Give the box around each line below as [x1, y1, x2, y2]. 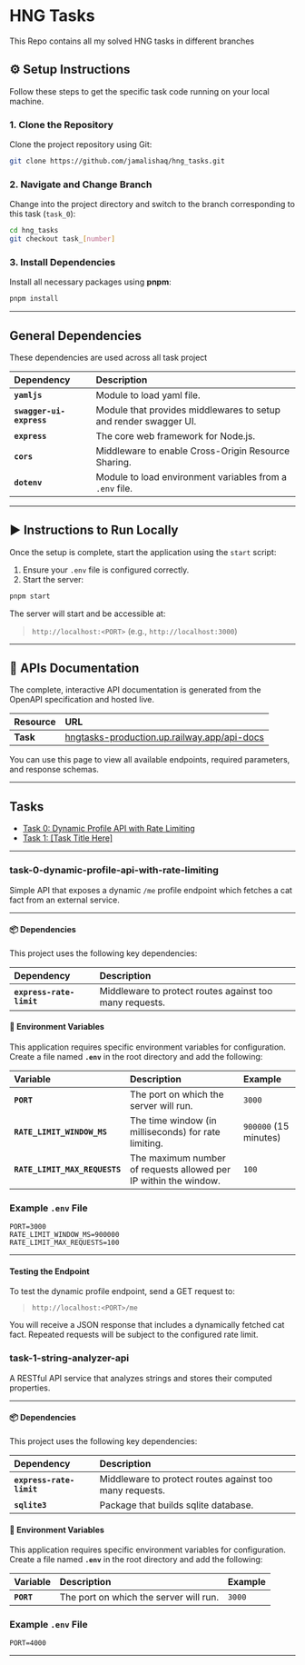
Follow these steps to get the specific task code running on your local [9, 85, 270, 96]
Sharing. [95, 455, 132, 468]
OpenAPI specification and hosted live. [9, 694, 155, 705]
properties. [9, 1382, 51, 1393]
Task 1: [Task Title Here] [22, 832, 113, 843]
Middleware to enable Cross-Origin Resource [95, 444, 290, 457]
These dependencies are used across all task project [9, 352, 208, 363]
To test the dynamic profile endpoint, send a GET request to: [9, 1286, 236, 1297]
